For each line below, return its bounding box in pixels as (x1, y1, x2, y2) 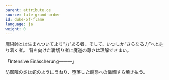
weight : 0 (5, 26, 26, 32)
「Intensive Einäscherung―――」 (5, 58, 77, 64)
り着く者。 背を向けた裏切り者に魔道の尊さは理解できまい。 (5, 47, 131, 54)
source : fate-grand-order (5, 12, 60, 17)
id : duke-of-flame (5, 17, 44, 22)
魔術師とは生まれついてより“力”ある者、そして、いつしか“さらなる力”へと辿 (5, 41, 164, 47)
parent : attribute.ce (5, 7, 51, 13)
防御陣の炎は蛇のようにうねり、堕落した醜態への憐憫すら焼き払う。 (5, 69, 148, 75)
